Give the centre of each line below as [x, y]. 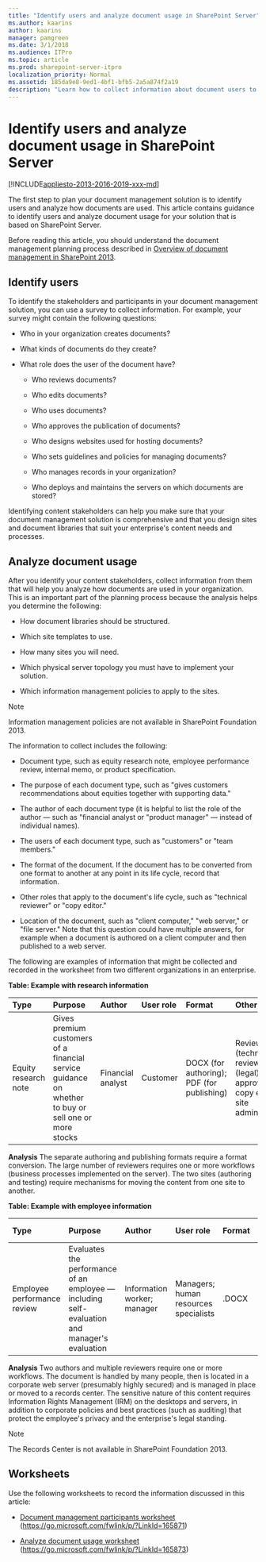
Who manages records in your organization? [104, 472]
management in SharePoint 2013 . [62, 257]
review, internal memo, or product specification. [98, 769]
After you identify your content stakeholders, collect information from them [131, 580]
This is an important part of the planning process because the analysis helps [133, 597]
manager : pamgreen [38, 38]
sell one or [72, 1118]
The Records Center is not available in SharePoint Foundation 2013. [118, 1449]
